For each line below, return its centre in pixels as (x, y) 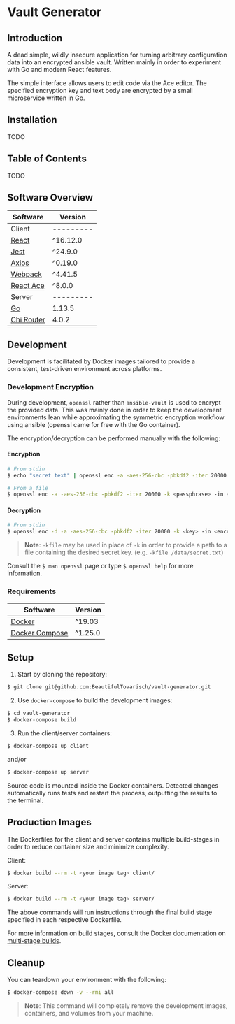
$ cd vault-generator (39, 714)
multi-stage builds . (34, 941)
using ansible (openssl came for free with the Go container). (94, 424)
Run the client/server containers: (64, 733)
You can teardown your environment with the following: (87, 980)
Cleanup (26, 963)
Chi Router (28, 320)
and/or (17, 759)
